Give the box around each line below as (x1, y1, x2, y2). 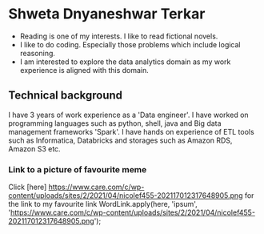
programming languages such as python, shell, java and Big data (8, 118, 222, 128)
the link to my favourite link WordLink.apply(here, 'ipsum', (8, 200, 198, 209)
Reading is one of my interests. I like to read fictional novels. (19, 31, 218, 41)
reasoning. (19, 48, 56, 58)
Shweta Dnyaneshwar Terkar (8, 5, 206, 23)
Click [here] (8, 182, 47, 192)
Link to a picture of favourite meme (8, 163, 147, 175)
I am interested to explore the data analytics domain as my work (19, 57, 231, 67)
